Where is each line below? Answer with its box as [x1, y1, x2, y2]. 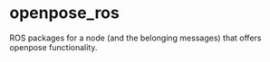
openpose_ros [9, 3, 120, 23]
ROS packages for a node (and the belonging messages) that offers [9, 32, 262, 43]
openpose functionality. [9, 41, 98, 52]
